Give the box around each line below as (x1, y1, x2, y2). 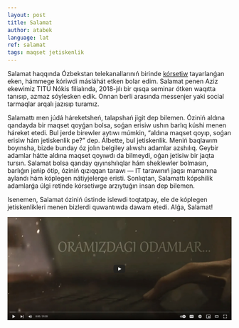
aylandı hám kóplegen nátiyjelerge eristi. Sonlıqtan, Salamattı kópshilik (7, 174, 213, 182)
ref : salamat (7, 41, 46, 49)
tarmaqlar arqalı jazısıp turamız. (7, 100, 100, 108)
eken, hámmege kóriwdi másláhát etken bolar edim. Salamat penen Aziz (7, 77, 218, 85)
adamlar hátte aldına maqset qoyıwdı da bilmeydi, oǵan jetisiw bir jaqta (7, 152, 215, 159)
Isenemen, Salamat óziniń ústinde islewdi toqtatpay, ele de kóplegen (7, 196, 208, 203)
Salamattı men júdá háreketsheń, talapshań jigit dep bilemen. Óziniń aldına (7, 114, 225, 122)
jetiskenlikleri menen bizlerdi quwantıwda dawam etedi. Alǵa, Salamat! (7, 203, 213, 211)
